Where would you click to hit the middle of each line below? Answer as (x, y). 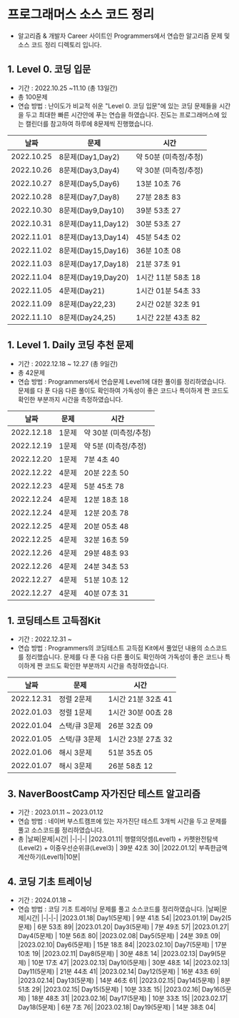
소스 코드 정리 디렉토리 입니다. (60, 44)
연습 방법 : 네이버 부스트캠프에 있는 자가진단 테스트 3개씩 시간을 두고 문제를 (122, 821)
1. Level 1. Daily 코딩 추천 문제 (71, 345)
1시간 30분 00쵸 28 (141, 712)
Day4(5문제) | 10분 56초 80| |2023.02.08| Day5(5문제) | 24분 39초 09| (119, 936)
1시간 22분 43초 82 (168, 317)
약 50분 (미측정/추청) (169, 156)
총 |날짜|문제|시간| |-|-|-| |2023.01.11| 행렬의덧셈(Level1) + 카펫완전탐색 (118, 839)
